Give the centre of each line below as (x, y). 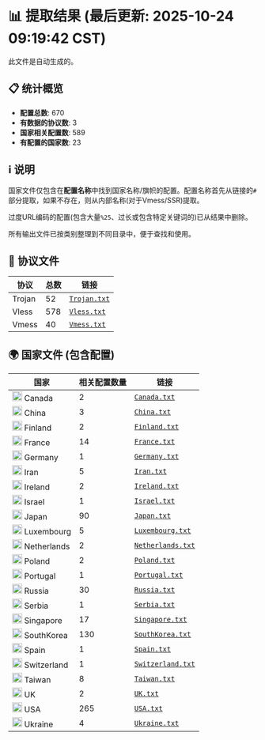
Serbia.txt (155, 605)
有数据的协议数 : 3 (48, 123)
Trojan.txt (90, 299)
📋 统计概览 (36, 89)
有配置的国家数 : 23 (50, 142)
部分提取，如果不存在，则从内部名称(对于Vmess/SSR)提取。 (106, 200)
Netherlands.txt (165, 546)
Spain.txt (153, 649)
